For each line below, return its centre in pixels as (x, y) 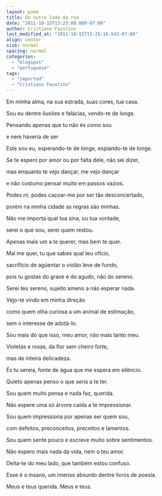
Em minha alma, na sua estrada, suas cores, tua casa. (73, 102)
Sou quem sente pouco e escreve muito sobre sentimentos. (80, 440)
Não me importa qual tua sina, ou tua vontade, (64, 218)
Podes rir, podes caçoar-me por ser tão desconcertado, (75, 195)
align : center (24, 40)
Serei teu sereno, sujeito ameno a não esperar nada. (71, 288)
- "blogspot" (28, 62)
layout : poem (22, 12)
